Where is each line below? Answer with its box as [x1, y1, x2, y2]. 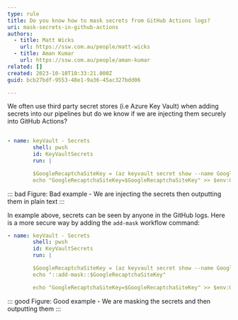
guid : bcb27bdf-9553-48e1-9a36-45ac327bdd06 [7, 76, 141, 84]
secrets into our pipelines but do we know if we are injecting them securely [7, 109, 227, 118]
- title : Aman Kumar [13, 50, 74, 57]
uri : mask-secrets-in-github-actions [7, 23, 119, 31]
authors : [7, 30, 33, 38]
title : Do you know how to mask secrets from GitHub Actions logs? [7, 17, 211, 24]
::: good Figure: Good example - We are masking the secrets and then [7, 297, 211, 305]
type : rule [7, 10, 40, 18]
